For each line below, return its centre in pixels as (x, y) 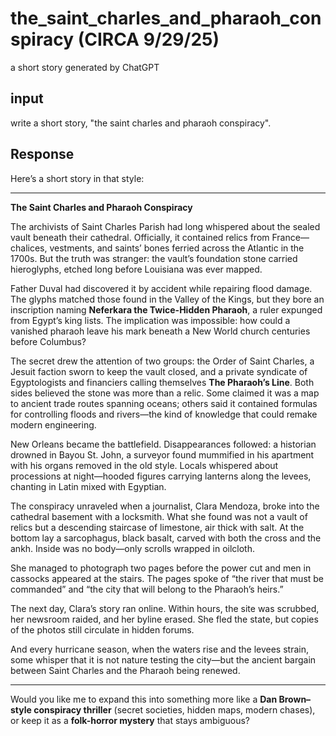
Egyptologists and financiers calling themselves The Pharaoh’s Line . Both (162, 382)
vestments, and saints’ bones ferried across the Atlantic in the (177, 248)
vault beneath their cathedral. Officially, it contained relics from (140, 237)
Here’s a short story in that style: (77, 178)
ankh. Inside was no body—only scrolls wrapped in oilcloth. (132, 548)
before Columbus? (48, 341)
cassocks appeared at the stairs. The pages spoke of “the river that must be (167, 578)
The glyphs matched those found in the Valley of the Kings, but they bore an (167, 299)
